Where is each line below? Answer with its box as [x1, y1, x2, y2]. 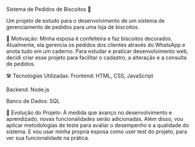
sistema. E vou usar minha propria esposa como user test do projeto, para [6, 128, 187, 135]
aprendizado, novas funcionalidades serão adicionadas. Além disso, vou [6, 115, 184, 122]
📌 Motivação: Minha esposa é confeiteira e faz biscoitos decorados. [6, 35, 172, 42]
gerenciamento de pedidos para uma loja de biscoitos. [6, 24, 140, 30]
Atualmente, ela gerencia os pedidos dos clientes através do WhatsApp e [6, 42, 185, 48]
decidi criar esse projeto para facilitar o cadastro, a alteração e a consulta [6, 54, 187, 61]
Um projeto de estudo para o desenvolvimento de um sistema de [6, 17, 165, 24]
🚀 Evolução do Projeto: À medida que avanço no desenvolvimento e [6, 109, 172, 116]
